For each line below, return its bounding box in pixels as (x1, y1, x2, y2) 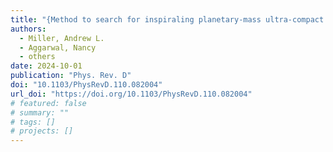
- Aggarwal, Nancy (19, 42, 97, 53)
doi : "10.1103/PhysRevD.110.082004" (10, 80, 163, 90)
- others (19, 52, 56, 62)
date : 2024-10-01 (10, 61, 83, 71)
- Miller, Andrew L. (19, 33, 105, 43)
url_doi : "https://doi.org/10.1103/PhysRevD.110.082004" (10, 89, 253, 99)
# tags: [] (10, 117, 56, 127)
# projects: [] (10, 126, 74, 136)
